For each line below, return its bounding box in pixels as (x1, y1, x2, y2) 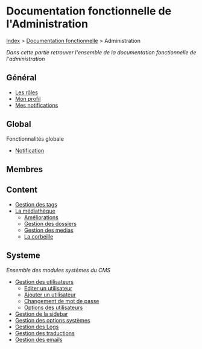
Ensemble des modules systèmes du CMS (6, 266, 111, 274)
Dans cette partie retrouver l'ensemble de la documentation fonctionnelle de (6, 48, 197, 56)
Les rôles (14, 89, 38, 96)
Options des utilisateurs (24, 304, 83, 311)
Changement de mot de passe (24, 297, 99, 304)
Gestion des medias (24, 226, 74, 234)
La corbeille (24, 232, 54, 240)
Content (6, 185, 38, 195)
